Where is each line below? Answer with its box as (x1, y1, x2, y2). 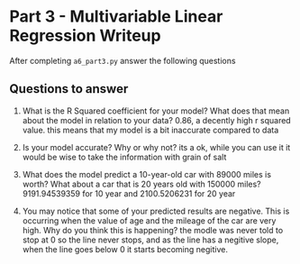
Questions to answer (9, 81, 129, 96)
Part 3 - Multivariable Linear (9, 6, 223, 27)
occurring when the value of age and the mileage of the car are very (22, 214, 277, 226)
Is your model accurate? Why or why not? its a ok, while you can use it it (22, 141, 291, 152)
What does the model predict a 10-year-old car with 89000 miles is (22, 168, 272, 179)
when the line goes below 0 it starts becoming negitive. (22, 243, 228, 254)
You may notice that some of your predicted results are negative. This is (22, 205, 290, 216)
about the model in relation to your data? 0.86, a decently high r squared (22, 114, 291, 125)
